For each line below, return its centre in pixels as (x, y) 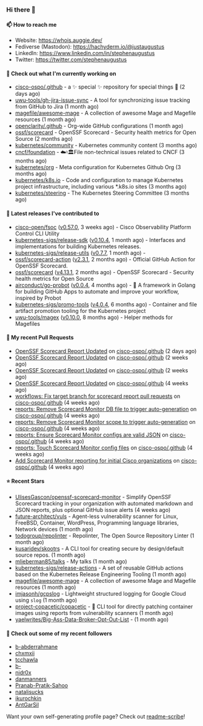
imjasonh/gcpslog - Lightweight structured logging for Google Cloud (101, 593)
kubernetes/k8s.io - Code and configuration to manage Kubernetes (99, 180)
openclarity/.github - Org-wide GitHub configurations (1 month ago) (99, 126)
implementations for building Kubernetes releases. (78, 246)
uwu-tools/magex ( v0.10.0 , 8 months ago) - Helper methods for (94, 317)
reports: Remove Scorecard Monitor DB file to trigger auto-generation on (106, 409)
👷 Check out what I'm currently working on (61, 73)
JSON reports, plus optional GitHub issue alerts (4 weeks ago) (93, 509)
